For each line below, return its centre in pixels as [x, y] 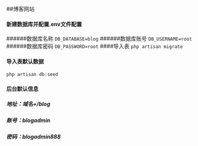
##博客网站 [20, 9]
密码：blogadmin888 [34, 137]
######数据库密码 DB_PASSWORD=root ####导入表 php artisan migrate [95, 46]
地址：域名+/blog [28, 104]
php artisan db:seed [33, 75]
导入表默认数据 [25, 61]
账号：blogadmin [28, 120]
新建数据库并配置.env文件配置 [44, 24]
